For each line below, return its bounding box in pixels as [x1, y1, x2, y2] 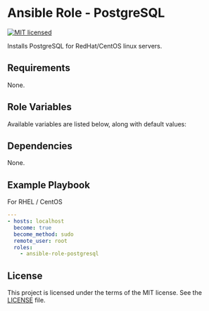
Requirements [7, 62, 70, 74]
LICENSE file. [7, 296, 46, 305]
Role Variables [7, 101, 72, 113]
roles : [13, 244, 33, 251]
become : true [13, 224, 52, 231]
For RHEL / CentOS [7, 198, 63, 206]
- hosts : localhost [7, 218, 65, 225]
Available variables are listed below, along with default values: [7, 119, 186, 128]
